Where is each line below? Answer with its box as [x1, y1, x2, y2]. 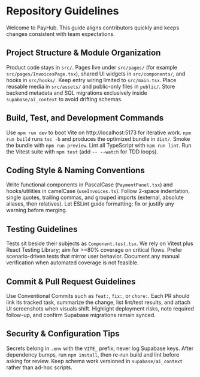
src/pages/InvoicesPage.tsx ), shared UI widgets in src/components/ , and [6, 70, 186, 77]
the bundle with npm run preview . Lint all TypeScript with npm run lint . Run [6, 141, 192, 149]
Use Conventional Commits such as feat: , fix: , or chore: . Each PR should [6, 292, 190, 299]
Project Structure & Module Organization [6, 48, 161, 58]
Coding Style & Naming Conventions [6, 165, 145, 175]
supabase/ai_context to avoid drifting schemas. [6, 95, 123, 102]
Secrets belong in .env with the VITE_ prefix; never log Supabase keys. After [6, 345, 194, 352]
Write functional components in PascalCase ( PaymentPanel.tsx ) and [6, 181, 173, 188]
